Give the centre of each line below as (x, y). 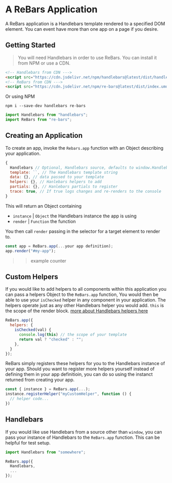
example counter (48, 260)
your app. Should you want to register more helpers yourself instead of (80, 369)
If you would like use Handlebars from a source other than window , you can (84, 432)
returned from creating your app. (40, 380)
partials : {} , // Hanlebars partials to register (64, 187)
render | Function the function (44, 221)
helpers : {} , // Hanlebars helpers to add (56, 182)
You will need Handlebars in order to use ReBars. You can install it (87, 57)
